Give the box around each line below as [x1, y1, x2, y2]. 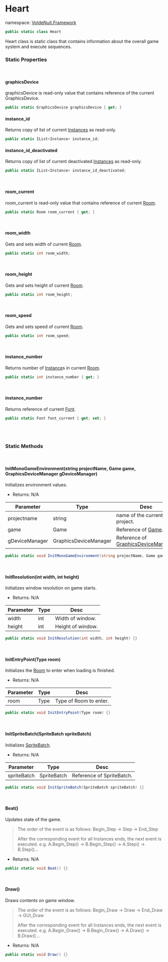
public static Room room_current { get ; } [5, 209, 95, 214]
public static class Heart [5, 29, 61, 34]
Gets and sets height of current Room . [5, 282, 84, 288]
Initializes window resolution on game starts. [5, 585, 97, 591]
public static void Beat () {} [5, 865, 68, 870]
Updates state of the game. [5, 816, 61, 822]
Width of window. [54, 615, 96, 622]
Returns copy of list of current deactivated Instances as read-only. [5, 158, 142, 164]
